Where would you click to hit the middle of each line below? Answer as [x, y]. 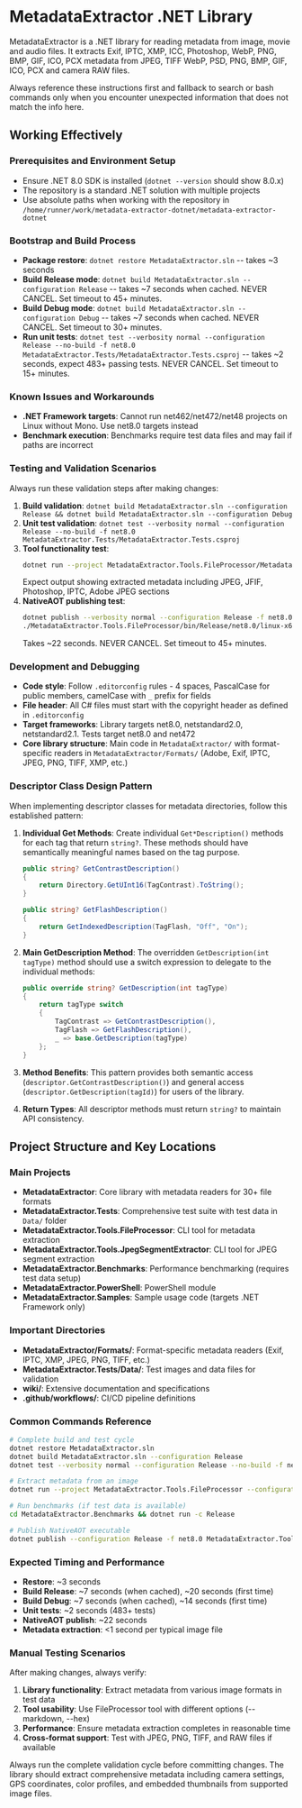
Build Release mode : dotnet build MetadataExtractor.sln [131, 279]
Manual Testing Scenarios [67, 1653]
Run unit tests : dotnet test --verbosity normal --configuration [143, 336]
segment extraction [58, 1259]
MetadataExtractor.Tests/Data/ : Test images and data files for [139, 1369]
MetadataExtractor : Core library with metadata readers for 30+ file [147, 1192]
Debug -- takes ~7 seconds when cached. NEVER [169, 317]
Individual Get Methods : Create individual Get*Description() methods [153, 833]
